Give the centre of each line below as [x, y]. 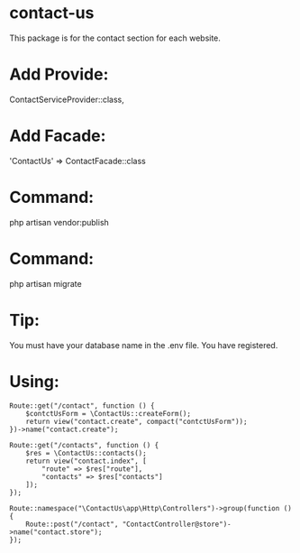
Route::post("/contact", [72, 524]
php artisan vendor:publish [59, 222]
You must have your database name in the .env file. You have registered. [144, 345]
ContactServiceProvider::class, [67, 99]
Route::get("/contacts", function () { [84, 445]
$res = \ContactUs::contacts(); [86, 453]
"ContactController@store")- [177, 524]
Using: [35, 381]
